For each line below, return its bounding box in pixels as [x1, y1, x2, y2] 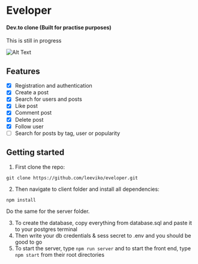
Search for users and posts [14, 95, 82, 103]
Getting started [6, 148, 65, 158]
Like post [14, 103, 38, 110]
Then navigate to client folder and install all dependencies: [14, 185, 160, 193]
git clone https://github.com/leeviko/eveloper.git [6, 175, 138, 181]
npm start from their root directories [14, 251, 105, 258]
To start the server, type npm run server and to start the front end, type [14, 244, 191, 252]
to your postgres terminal [14, 226, 78, 233]
